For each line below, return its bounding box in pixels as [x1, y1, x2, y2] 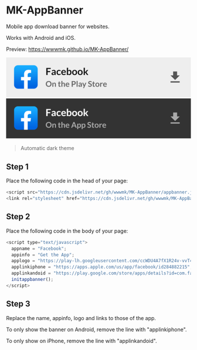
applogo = [11, 258, 35, 264]
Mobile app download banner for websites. [6, 23, 110, 30]
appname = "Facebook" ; [11, 246, 67, 252]
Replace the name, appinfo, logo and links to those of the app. [6, 314, 157, 321]
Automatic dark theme [20, 145, 74, 152]
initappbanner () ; [11, 277, 54, 283]
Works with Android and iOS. [6, 34, 76, 41]
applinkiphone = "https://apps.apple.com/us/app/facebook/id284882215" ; [11, 264, 193, 270]
